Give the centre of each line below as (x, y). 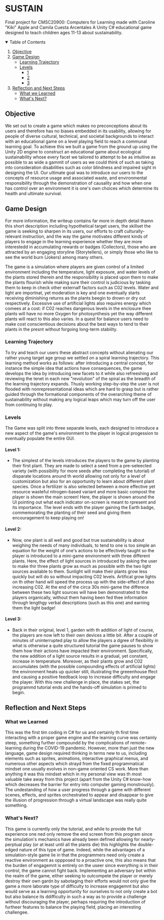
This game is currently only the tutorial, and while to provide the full (73, 829)
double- (146, 844)
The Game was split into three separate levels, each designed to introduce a (82, 428)
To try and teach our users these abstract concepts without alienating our (79, 352)
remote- (138, 743)
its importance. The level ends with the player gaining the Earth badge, (83, 508)
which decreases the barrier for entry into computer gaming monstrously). (80, 785)
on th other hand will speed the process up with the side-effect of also (83, 582)
